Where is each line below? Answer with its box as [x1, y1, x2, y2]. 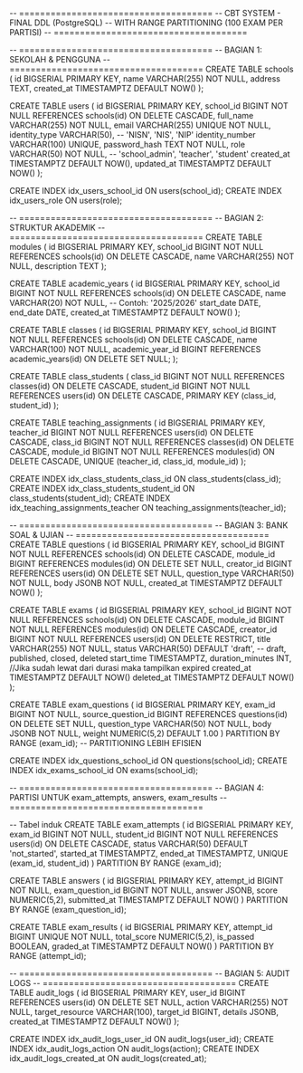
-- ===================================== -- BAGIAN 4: [9, 782, 265, 793]
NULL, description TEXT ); [9, 261, 107, 271]
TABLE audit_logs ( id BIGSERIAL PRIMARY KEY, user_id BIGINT [9, 987, 246, 998]
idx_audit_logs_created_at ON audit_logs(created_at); [9, 1053, 207, 1063]
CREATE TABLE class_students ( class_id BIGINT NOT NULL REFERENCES [9, 371, 285, 381]
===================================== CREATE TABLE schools [9, 63, 294, 74]
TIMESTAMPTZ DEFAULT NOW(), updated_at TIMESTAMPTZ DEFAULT [9, 158, 272, 168]
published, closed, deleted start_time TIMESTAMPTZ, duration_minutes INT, [9, 653, 292, 664]
